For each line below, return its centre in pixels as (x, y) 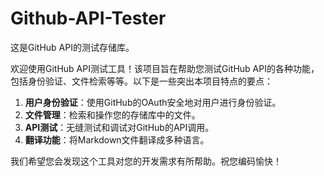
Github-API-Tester (88, 18)
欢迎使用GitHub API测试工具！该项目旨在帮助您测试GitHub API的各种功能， (165, 68)
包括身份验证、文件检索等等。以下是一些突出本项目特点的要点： (141, 81)
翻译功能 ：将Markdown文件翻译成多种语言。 (117, 139)
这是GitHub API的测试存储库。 (72, 47)
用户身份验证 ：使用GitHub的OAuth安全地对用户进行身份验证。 (153, 102)
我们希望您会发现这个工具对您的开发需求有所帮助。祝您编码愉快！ (146, 161)
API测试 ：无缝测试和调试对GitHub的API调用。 (119, 127)
